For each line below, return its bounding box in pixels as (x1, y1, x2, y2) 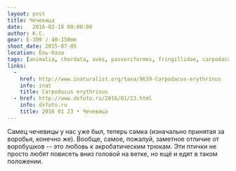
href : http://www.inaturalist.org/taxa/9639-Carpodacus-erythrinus (20, 75, 221, 83)
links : (7, 62, 27, 69)
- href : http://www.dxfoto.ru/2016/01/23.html (13, 95, 152, 102)
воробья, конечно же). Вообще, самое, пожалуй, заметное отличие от (7, 135, 220, 143)
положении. (7, 157, 44, 165)
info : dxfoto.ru (20, 102, 68, 109)
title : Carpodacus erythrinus (20, 88, 109, 95)
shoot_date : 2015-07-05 (7, 43, 77, 50)
